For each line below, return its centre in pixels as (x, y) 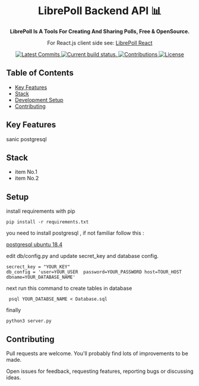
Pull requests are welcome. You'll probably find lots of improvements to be (97, 353)
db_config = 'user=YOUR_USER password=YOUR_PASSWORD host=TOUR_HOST (94, 272)
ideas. (14, 377)
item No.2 (27, 178)
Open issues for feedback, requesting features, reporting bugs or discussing (100, 371)
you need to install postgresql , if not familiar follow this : (75, 233)
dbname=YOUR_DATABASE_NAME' (41, 277)
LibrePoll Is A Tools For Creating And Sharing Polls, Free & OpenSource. (100, 31)
